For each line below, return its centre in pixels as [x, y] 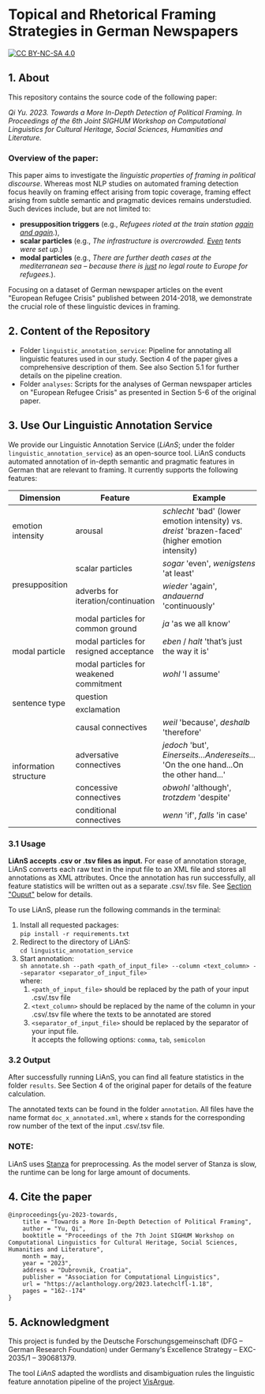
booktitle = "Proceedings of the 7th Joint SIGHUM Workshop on [129, 1236]
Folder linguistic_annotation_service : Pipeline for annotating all [125, 350]
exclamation [98, 709]
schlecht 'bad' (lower [202, 511]
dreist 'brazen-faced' [203, 531]
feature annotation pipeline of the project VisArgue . [91, 1382]
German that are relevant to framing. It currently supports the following [123, 470]
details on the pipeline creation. [71, 375]
